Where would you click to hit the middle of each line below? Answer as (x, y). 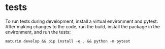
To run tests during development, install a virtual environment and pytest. (82, 21)
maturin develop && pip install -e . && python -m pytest (68, 41)
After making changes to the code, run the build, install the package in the (83, 26)
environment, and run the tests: (38, 32)
